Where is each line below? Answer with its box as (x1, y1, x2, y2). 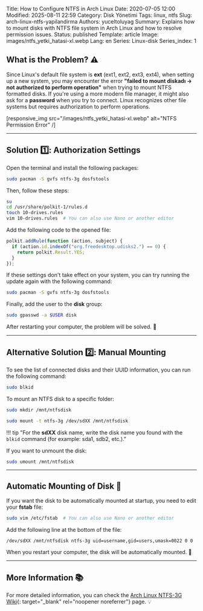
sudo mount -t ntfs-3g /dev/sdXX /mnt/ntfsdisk (6, 417, 129, 424)
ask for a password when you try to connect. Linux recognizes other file (6, 96, 186, 103)
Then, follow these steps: (6, 187, 69, 194)
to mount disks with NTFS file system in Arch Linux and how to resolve (6, 24, 182, 31)
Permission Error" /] (6, 121, 56, 128)
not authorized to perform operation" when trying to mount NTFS (6, 83, 172, 91)
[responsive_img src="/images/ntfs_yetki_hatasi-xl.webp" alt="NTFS (6, 114, 177, 122)
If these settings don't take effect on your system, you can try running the (6, 272, 190, 279)
